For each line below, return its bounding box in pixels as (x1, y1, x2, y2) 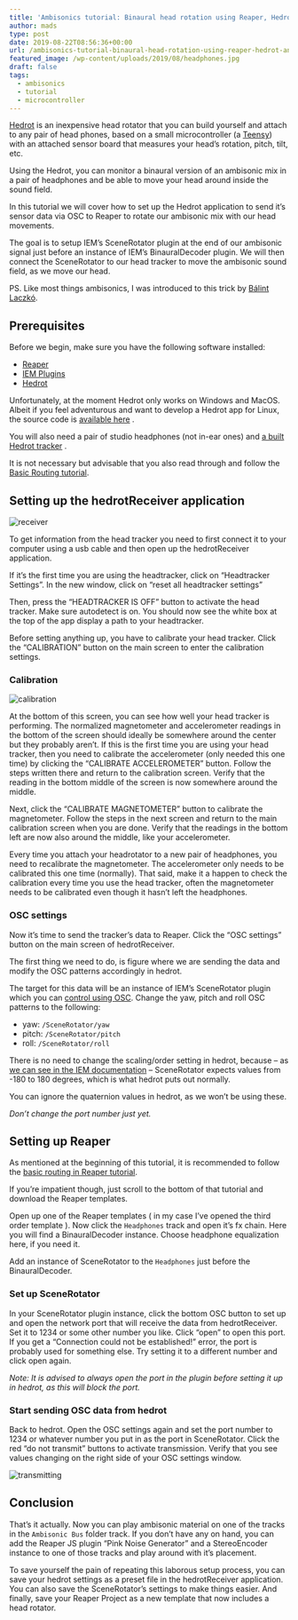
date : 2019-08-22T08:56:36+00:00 (9, 37, 133, 47)
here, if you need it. (9, 1239, 81, 1250)
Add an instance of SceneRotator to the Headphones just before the (9, 1256, 251, 1267)
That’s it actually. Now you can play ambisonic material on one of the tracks (9, 1519, 286, 1529)
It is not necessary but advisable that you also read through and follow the (9, 458, 280, 469)
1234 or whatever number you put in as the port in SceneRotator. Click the (9, 1433, 280, 1444)
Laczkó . (9, 292, 38, 303)
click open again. (9, 1355, 72, 1366)
